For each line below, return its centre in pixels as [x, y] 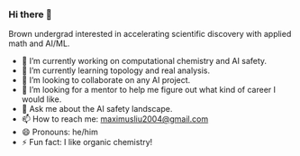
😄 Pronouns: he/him [59, 132]
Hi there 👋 [31, 14]
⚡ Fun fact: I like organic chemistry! [87, 142]
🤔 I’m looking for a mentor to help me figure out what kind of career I [149, 90]
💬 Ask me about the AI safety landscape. [97, 109]
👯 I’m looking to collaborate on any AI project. [106, 80]
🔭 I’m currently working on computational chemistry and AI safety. [144, 61]
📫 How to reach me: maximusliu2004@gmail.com [115, 119]
